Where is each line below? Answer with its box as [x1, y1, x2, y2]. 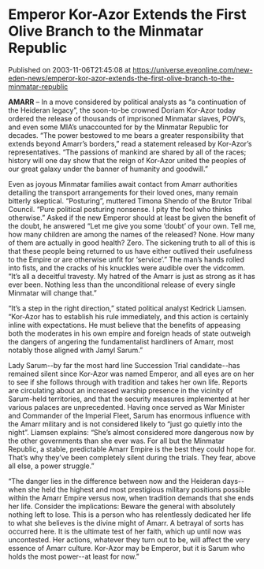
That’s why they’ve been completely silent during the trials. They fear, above [8, 452, 256, 462]
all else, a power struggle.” [8, 461, 95, 470]
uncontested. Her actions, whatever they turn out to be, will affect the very [8, 534, 251, 545]
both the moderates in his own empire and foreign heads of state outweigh [8, 329, 251, 338]
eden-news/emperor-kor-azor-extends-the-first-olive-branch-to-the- [8, 73, 235, 83]
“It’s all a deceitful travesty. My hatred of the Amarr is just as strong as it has [8, 271, 256, 281]
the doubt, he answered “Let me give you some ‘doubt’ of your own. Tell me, [8, 221, 256, 230]
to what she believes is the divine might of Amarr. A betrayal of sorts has [8, 518, 244, 527]
